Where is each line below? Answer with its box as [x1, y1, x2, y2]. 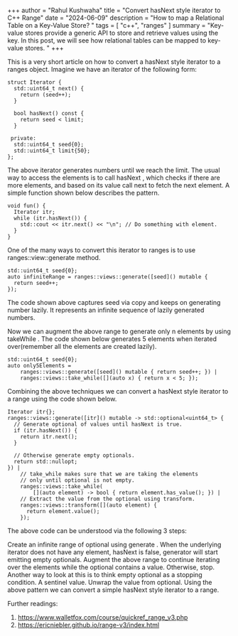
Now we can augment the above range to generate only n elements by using [7, 327, 231, 335]
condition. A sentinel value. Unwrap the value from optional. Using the [7, 578, 212, 586]
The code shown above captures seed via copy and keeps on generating [7, 298, 221, 306]
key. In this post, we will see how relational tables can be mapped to [7, 36, 207, 45]
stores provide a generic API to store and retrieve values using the [24, 28, 219, 37]
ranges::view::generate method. [7, 254, 101, 262]
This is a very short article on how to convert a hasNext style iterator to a [7, 58, 221, 66]
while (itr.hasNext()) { [13, 215, 87, 222]
